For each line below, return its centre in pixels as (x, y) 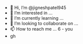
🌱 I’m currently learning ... (37, 18)
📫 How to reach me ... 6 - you (41, 29)
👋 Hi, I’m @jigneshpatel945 (38, 8)
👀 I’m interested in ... (31, 13)
